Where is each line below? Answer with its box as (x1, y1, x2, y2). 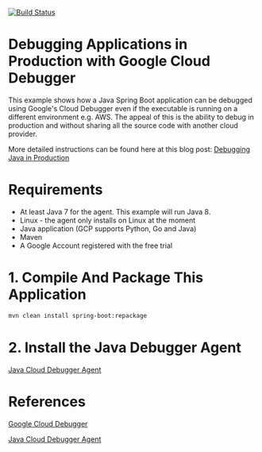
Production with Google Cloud (8, 52, 210, 71)
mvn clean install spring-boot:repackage (8, 311, 148, 319)
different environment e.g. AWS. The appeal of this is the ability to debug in (8, 112, 254, 122)
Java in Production (8, 153, 70, 162)
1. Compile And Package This (8, 268, 204, 287)
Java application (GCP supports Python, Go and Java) (19, 223, 197, 234)
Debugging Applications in (8, 36, 188, 53)
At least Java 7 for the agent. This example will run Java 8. (19, 207, 211, 216)
